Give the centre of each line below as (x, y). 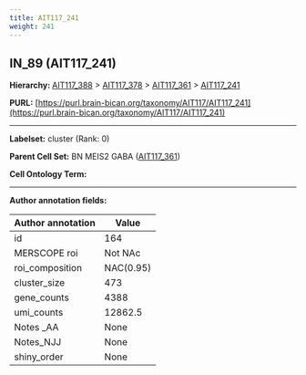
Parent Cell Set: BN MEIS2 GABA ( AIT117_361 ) (95, 157)
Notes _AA (36, 328)
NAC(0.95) (128, 268)
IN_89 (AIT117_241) (63, 63)
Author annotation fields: (58, 201)
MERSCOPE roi (46, 254)
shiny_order (39, 357)
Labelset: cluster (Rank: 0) (60, 139)
